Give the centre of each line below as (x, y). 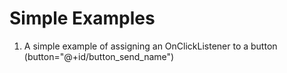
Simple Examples (82, 18)
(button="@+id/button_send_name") (99, 56)
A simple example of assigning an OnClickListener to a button (150, 46)
